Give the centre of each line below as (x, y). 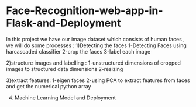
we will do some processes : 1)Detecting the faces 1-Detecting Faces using (96, 45)
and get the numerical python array (49, 86)
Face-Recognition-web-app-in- (85, 11)
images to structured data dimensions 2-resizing (65, 69)
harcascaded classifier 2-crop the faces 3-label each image (78, 51)
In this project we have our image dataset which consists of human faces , (96, 39)
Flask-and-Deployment (63, 23)
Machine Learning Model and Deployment (65, 98)
